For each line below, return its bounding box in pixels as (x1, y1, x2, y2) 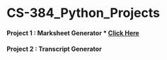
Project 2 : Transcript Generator (6, 44, 102, 54)
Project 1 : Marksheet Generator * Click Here (6, 28, 139, 37)
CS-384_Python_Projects (6, 5, 161, 21)
